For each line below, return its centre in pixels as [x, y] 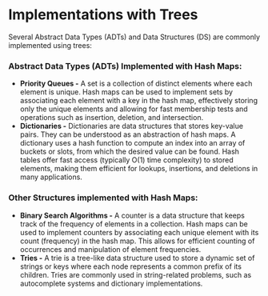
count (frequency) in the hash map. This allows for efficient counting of [137, 241]
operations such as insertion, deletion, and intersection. [112, 118]
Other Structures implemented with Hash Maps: [103, 198]
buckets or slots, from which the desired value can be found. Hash [130, 152]
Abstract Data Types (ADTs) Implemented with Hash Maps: [125, 66]
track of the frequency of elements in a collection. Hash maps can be [134, 224]
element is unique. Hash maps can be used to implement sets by [126, 92]
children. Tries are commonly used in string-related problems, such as [136, 274]
